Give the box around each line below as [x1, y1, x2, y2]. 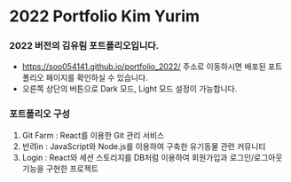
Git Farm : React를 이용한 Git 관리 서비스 [21, 130, 165, 140]
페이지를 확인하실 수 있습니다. [45, 73, 148, 83]
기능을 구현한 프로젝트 [21, 162, 99, 174]
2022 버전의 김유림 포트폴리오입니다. [9, 40, 160, 52]
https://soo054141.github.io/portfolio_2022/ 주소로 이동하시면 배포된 [21, 61, 266, 72]
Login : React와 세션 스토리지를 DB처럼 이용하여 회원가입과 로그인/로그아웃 [21, 152, 283, 162]
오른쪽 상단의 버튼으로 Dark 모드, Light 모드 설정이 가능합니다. [21, 83, 238, 94]
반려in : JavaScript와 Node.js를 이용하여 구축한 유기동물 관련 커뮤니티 [21, 140, 266, 152]
